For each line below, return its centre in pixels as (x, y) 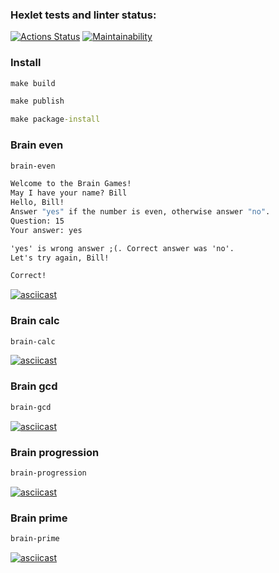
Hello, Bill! (37, 203)
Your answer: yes (46, 230)
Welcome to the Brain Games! (71, 184)
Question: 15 (37, 221)
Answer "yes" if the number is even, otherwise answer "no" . (140, 212)
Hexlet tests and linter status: (83, 15)
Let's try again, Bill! (60, 258)
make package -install (55, 119)
